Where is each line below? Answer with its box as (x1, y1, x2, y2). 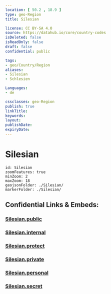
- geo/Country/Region (5, 62, 50, 67)
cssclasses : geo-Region (5, 99, 55, 104)
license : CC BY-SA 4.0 (5, 25, 52, 30)
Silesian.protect (5, 242, 45, 249)
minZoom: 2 (5, 173, 28, 179)
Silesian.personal (5, 269, 49, 276)
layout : (5, 118, 21, 123)
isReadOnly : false (5, 39, 43, 45)
